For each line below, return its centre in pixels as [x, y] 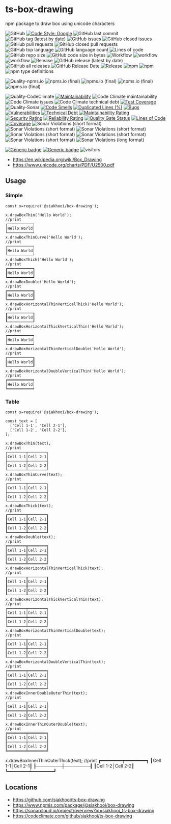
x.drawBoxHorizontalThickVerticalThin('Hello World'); [65, 326]
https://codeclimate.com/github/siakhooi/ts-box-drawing [72, 816]
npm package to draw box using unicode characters [60, 23]
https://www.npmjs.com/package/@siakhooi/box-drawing [74, 805]
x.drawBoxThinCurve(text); [34, 474]
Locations [21, 788]
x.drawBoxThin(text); [28, 443]
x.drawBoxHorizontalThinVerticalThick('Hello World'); [65, 304]
